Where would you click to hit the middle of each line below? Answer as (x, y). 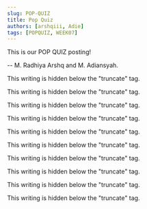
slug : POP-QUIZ (29, 13)
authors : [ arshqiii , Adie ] (45, 26)
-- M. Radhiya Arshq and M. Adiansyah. (63, 65)
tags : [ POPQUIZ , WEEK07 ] (42, 33)
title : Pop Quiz (30, 20)
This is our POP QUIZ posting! (49, 52)
